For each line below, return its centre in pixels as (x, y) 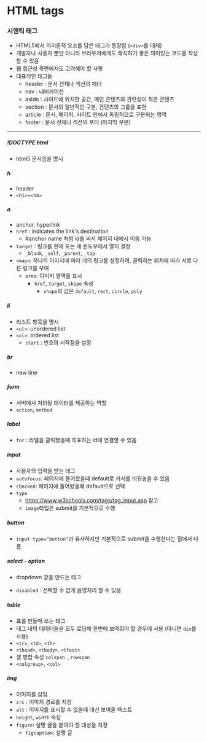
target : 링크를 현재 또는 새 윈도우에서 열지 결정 (73, 246)
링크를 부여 (36, 268)
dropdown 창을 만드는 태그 (49, 577)
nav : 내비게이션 (44, 92)
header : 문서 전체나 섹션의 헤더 (63, 84)
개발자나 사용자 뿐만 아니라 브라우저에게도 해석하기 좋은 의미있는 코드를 (101, 53)
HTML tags (36, 11)
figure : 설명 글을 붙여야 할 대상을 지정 (62, 725)
